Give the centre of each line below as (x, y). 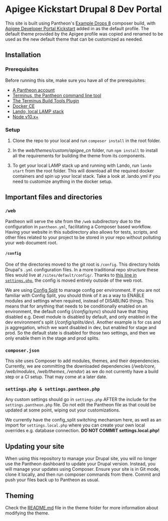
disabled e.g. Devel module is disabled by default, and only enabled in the (81, 317)
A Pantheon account (34, 90)
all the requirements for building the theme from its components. (79, 155)
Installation (23, 55)
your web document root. (31, 243)
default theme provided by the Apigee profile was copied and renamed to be (84, 34)
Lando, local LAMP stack (38, 111)
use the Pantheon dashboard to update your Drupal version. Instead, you (80, 464)
